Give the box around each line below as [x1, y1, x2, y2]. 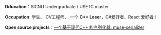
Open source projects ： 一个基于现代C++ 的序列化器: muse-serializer [5, 24, 144, 30]
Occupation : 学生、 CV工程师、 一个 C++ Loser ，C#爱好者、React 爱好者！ [5, 14, 158, 20]
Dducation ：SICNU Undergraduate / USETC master [5, 4, 109, 9]
